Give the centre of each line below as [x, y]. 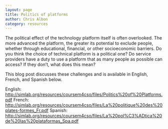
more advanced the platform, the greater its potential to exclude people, [79, 43]
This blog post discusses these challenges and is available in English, [77, 74]
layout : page [19, 10]
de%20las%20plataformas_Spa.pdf [42, 121]
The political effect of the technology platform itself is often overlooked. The [84, 38]
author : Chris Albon [27, 19]
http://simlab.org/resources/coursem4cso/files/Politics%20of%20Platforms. [84, 94]
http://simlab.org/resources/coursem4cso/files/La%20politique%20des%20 [84, 105]
